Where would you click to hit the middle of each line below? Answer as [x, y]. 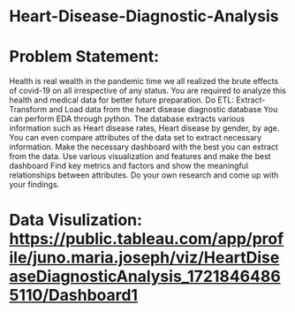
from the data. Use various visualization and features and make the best [140, 156]
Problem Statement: [84, 57]
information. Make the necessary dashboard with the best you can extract [144, 147]
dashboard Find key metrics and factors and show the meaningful [129, 166]
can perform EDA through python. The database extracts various [127, 119]
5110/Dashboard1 [74, 296]
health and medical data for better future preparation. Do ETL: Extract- [137, 100]
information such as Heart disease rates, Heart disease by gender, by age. [144, 128]
